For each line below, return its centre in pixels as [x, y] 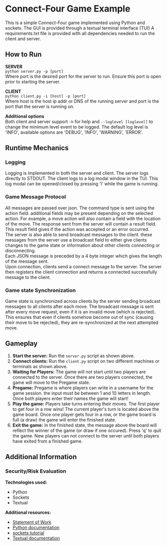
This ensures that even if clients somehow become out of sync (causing [79, 317]
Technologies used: [26, 482]
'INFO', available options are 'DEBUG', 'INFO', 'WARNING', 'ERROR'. [74, 132]
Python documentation [36, 527]
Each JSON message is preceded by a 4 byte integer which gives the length [83, 256]
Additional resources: [28, 512]
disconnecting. [20, 250]
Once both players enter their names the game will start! [70, 398]
